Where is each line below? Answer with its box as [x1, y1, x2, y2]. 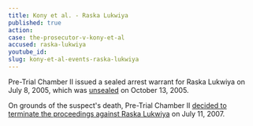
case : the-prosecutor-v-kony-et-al [8, 33, 125, 42]
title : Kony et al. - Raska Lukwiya [8, 11, 128, 20]
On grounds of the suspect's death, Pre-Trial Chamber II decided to [8, 100, 227, 110]
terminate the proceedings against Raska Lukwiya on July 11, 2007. [8, 109, 225, 118]
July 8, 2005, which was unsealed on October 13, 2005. [8, 85, 189, 94]
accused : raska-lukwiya [8, 41, 87, 49]
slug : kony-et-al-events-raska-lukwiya [8, 56, 140, 64]
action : [8, 26, 34, 34]
